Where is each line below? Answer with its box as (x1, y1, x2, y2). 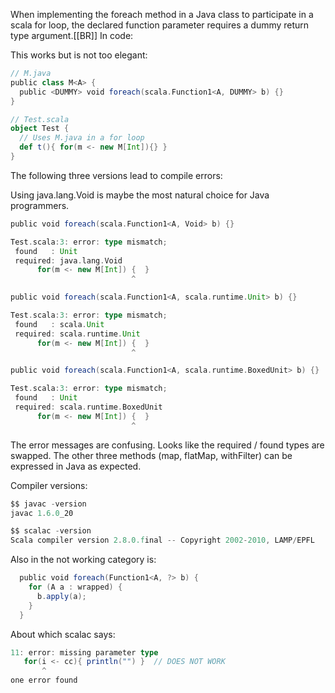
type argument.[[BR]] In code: (10, 30, 134, 41)
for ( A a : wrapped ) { (28, 582, 123, 592)
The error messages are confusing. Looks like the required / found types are (10, 439, 325, 451)
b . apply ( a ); (36, 591, 87, 601)
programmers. (10, 199, 70, 211)
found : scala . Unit (14, 319, 105, 329)
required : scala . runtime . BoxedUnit (14, 402, 163, 412)
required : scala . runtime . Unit (14, 329, 141, 339)
